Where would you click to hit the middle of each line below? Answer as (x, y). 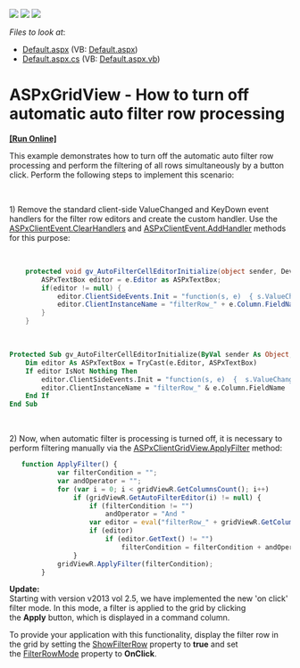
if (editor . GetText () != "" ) (159, 540)
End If (37, 396)
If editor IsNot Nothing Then (82, 371)
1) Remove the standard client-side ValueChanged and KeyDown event (139, 209)
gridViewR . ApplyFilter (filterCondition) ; (135, 564)
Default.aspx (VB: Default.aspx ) (80, 49)
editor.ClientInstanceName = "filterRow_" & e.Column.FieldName (163, 388)
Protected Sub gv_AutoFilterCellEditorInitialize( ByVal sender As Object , (151, 355)
